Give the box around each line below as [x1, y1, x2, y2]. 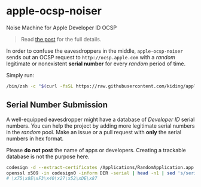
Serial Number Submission [6, 100, 108, 110]
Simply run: [6, 71, 35, 79]
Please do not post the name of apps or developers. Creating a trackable [6, 146, 187, 153]
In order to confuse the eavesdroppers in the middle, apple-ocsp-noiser [6, 47, 184, 55]
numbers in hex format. [6, 135, 64, 142]
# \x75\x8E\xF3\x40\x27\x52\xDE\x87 [6, 176, 98, 182]
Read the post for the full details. [20, 35, 102, 43]
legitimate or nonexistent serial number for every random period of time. [6, 60, 186, 67]
